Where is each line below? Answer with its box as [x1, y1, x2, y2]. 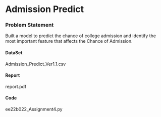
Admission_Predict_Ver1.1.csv [5, 61, 66, 67]
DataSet [5, 50, 23, 56]
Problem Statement [5, 22, 54, 29]
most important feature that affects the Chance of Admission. [5, 38, 133, 44]
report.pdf [5, 83, 27, 89]
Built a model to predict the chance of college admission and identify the [5, 33, 156, 39]
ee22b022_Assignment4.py [5, 106, 63, 112]
